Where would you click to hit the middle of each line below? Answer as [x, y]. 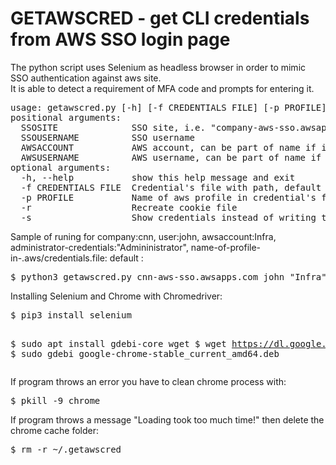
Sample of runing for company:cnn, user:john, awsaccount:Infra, [143, 236]
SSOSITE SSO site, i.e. [113, 127]
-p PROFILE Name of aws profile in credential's [168, 197]
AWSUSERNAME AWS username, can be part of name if [171, 157]
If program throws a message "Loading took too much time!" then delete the [167, 419]
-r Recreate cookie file [129, 207]
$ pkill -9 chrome [55, 400]
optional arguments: [61, 167]
